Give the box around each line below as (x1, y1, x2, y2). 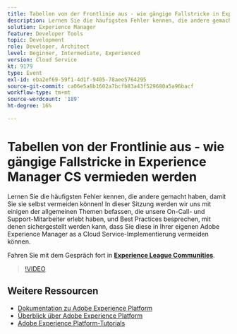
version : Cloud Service (7, 56, 78, 64)
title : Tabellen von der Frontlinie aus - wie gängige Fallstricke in (7, 10, 219, 18)
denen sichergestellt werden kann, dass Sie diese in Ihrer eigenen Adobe (7, 222, 220, 230)
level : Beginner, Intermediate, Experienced (7, 50, 140, 57)
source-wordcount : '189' (7, 96, 80, 103)
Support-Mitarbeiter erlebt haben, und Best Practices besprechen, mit (7, 215, 212, 223)
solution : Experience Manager (7, 23, 97, 30)
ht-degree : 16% (7, 102, 52, 109)
